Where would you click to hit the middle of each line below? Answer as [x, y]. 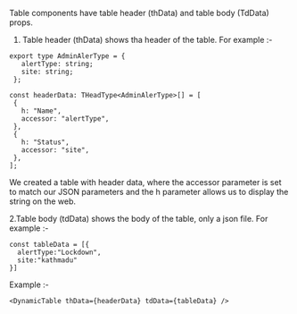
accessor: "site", [55, 150]
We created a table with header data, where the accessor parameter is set [145, 182]
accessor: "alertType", [65, 119]
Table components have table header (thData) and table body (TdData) [139, 13]
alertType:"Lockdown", [59, 252]
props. [21, 22]
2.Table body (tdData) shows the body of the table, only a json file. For [139, 219]
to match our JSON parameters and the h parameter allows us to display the [149, 192]
